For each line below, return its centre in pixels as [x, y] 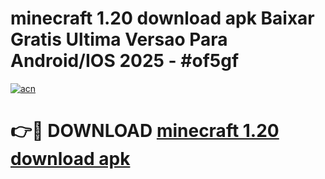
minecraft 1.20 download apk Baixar [162, 18]
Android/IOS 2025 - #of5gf [125, 61]
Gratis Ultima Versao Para [119, 39]
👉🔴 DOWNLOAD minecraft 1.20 [145, 131]
